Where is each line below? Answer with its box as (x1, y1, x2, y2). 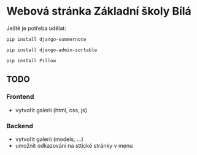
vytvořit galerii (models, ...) (15, 135, 84, 143)
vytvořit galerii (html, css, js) (15, 106, 88, 114)
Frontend (6, 93, 34, 101)
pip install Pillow (6, 57, 56, 63)
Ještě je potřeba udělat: (6, 24, 66, 32)
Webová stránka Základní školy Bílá (6, 4, 191, 18)
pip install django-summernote (6, 36, 87, 42)
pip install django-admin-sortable (6, 47, 98, 53)
